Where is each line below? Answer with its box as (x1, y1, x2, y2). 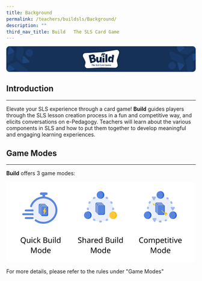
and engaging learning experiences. (6, 131, 96, 138)
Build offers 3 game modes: (6, 170, 76, 177)
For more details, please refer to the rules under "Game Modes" (6, 268, 164, 275)
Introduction (6, 84, 54, 94)
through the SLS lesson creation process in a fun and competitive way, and (6, 111, 192, 119)
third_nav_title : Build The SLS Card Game (6, 29, 120, 35)
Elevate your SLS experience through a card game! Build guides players (6, 105, 185, 113)
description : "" (6, 22, 47, 28)
